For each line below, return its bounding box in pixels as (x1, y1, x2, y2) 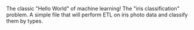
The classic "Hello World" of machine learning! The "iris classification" (6, 5, 180, 12)
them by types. (6, 18, 44, 24)
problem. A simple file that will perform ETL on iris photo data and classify (6, 11, 188, 18)
